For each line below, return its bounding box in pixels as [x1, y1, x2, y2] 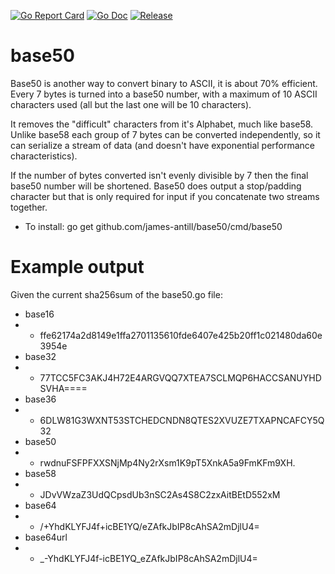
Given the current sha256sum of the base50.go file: [10, 288, 223, 300]
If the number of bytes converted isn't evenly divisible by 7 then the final [10, 169, 309, 181]
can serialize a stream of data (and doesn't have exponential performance [10, 139, 316, 151]
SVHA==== [39, 382, 88, 394]
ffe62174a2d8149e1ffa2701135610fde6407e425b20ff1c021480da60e [39, 329, 323, 341]
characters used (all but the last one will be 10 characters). [10, 98, 252, 110]
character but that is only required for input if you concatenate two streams [10, 190, 320, 202]
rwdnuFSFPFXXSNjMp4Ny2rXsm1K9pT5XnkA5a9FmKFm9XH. [39, 456, 296, 469]
